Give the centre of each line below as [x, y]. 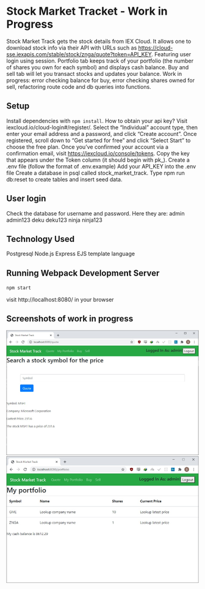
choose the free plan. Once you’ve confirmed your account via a [88, 147]
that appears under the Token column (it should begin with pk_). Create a [98, 160]
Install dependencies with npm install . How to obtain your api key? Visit [97, 121]
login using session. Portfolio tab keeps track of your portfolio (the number [100, 61]
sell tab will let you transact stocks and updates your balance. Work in [94, 73]
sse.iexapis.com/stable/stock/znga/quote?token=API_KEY [79, 54]
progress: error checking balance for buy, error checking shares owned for [101, 80]
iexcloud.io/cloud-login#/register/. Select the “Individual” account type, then [102, 127]
